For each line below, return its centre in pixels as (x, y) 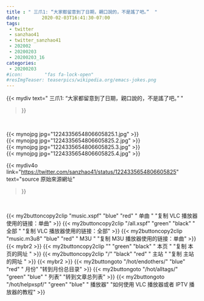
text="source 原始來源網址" (41, 179)
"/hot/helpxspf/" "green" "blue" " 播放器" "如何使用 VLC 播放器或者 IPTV (97, 285)
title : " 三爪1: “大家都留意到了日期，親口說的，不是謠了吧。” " (82, 12)
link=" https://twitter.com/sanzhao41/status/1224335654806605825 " (93, 172)
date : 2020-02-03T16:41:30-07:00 (58, 18)
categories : (21, 63)
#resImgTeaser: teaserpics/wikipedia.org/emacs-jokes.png (81, 80)
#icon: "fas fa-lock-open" (50, 74)
